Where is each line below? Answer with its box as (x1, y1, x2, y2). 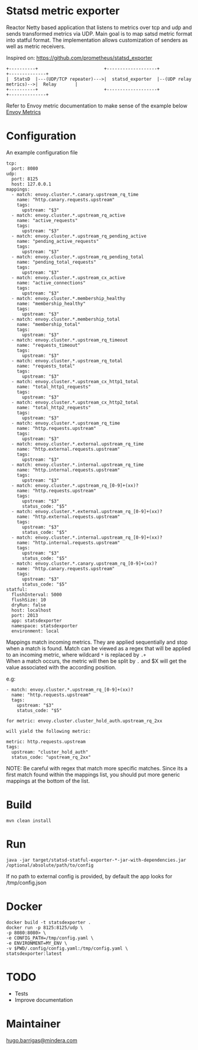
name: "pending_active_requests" (17, 238, 99, 244)
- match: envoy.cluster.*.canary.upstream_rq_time (11, 191, 139, 197)
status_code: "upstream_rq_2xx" (11, 754, 92, 760)
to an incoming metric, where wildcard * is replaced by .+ (6, 651, 147, 658)
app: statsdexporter (11, 618, 62, 624)
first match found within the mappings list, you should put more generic (6, 771, 180, 778)
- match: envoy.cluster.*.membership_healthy (11, 295, 126, 301)
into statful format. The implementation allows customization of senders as (6, 36, 188, 43)
